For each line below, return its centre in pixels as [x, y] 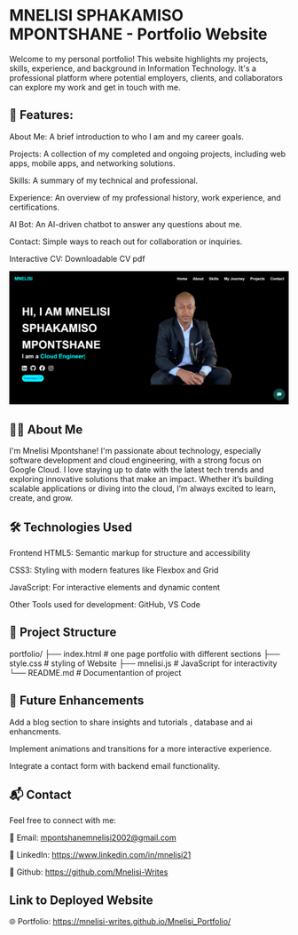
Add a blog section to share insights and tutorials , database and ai [131, 722]
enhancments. [35, 731]
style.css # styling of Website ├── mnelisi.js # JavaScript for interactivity [143, 663]
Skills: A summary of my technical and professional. [104, 180]
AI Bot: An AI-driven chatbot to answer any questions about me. [125, 224]
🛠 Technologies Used [71, 527]
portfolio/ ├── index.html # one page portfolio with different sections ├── [145, 654]
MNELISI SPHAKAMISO [97, 16]
